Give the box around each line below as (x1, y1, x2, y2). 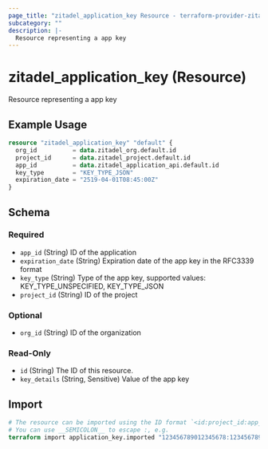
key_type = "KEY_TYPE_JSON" (15, 168, 134, 176)
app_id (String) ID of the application (19, 247, 137, 257)
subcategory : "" (8, 19, 62, 27)
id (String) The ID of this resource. (19, 366, 134, 376)
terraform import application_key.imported (8, 433, 156, 441)
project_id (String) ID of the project (19, 289, 138, 299)
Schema (8, 205, 50, 219)
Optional (8, 309, 42, 321)
